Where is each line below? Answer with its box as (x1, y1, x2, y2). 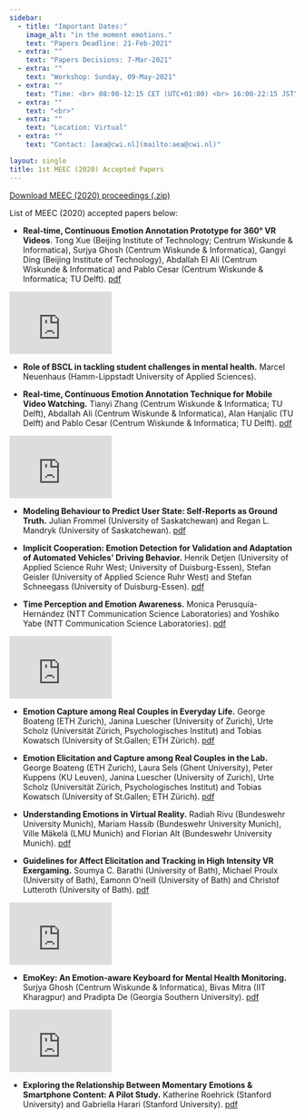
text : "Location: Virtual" (25, 124, 128, 133)
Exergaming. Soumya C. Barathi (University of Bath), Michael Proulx (22, 865, 279, 876)
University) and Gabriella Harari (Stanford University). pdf (22, 1098, 239, 1109)
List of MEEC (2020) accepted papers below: (9, 207, 179, 218)
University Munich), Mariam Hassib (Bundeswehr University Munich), (22, 818, 281, 829)
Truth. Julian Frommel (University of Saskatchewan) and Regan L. (22, 515, 271, 526)
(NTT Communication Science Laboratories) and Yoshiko (66, 608, 280, 619)
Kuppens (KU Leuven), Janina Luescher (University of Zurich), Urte (22, 771, 275, 782)
